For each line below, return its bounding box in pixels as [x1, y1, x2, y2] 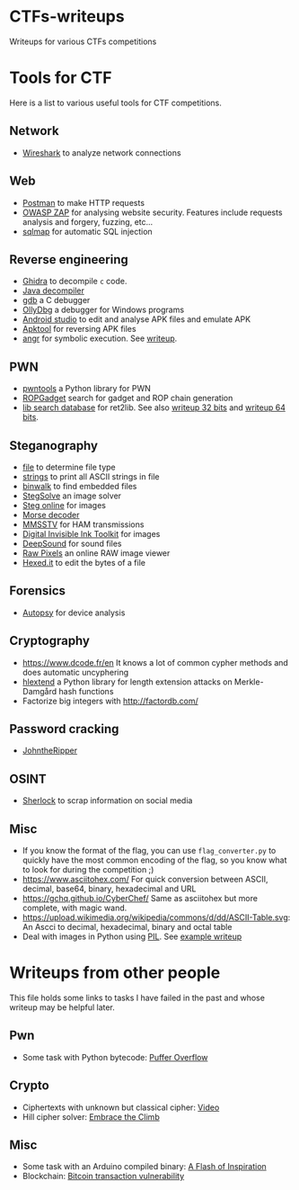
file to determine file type [22, 461, 117, 472]
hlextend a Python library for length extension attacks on [22, 676, 233, 687]
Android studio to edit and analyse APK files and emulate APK [22, 314, 251, 325]
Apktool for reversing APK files [22, 324, 136, 335]
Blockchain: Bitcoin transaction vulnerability [22, 1171, 185, 1182]
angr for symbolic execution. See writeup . [22, 333, 178, 344]
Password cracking [9, 721, 119, 737]
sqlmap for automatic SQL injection [22, 226, 153, 237]
